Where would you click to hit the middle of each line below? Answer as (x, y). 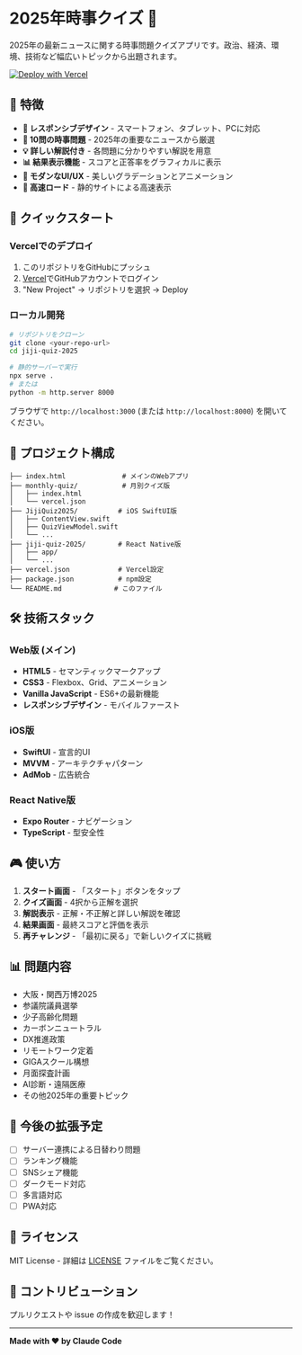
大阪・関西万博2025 (60, 994)
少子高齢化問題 (50, 1016)
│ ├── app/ (34, 552)
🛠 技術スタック (52, 618)
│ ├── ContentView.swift (60, 519)
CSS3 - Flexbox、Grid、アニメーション (95, 682)
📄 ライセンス (44, 1237)
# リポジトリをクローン (47, 334)
